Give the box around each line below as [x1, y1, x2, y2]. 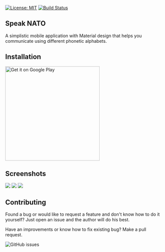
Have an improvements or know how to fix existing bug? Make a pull [5, 226, 147, 232]
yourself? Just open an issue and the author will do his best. [5, 217, 130, 223]
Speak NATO [5, 19, 46, 28]
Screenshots [5, 170, 46, 178]
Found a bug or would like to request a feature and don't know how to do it [5, 211, 160, 217]
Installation [5, 53, 41, 61]
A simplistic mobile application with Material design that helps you [5, 33, 142, 39]
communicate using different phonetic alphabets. [5, 38, 107, 44]
